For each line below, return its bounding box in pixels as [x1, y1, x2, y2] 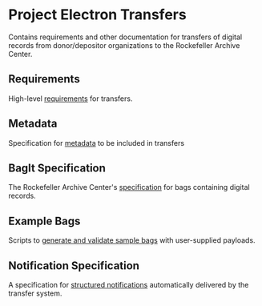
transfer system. [8, 288, 62, 298]
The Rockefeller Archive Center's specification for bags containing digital [8, 183, 250, 192]
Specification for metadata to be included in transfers [8, 138, 185, 147]
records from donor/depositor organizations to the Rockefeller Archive [8, 40, 240, 50]
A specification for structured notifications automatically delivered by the [8, 280, 249, 289]
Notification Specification [8, 259, 140, 272]
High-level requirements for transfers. [8, 94, 133, 103]
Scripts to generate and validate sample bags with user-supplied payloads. [8, 236, 256, 245]
